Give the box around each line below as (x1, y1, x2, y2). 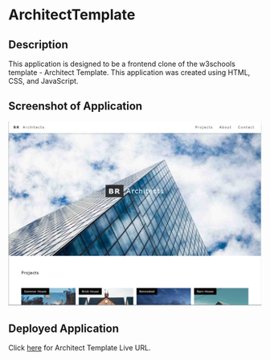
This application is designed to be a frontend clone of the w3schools (8, 59, 235, 68)
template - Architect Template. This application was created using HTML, (8, 68, 251, 77)
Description (8, 38, 68, 52)
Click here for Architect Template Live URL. (8, 343, 151, 353)
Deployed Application (8, 321, 119, 335)
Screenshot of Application (8, 99, 143, 114)
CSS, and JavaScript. (8, 77, 79, 85)
